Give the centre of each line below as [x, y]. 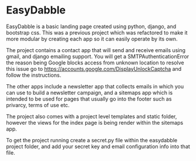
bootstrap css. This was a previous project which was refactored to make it [97, 32]
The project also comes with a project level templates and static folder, [92, 116]
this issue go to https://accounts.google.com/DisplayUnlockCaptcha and [94, 68]
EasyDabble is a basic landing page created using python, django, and [91, 26]
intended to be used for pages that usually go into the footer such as [89, 99]
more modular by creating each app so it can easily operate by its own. [92, 39]
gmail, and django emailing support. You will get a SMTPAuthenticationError [98, 56]
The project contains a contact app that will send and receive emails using [96, 50]
